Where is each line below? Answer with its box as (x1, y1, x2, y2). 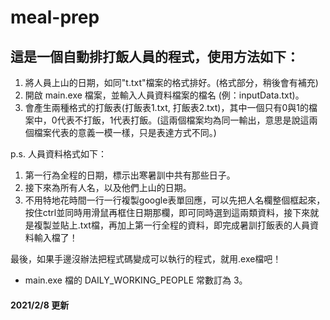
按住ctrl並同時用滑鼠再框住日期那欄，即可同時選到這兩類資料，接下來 (24, 207, 311, 218)
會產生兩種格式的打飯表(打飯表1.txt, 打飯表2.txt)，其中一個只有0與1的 (24, 102, 309, 113)
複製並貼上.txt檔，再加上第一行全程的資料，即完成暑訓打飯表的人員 (33, 219, 310, 231)
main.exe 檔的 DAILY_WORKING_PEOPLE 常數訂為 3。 (24, 274, 248, 286)
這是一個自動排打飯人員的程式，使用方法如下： (10, 48, 300, 65)
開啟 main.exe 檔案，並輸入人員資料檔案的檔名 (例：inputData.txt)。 (24, 89, 305, 101)
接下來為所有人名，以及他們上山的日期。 (24, 182, 192, 193)
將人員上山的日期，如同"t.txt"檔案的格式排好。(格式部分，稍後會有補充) (24, 77, 319, 88)
